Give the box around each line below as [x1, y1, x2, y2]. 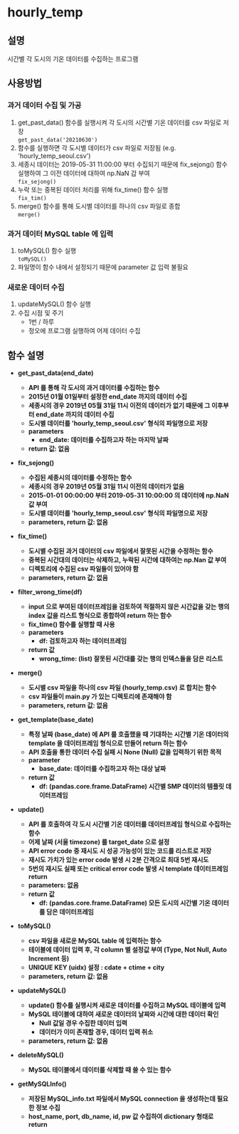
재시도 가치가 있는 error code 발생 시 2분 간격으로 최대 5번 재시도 [28, 856, 209, 864]
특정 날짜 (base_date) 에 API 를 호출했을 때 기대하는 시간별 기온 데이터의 [28, 730, 229, 739]
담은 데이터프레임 [46, 908, 94, 916]
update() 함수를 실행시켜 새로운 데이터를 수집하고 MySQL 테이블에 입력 [28, 1001, 226, 1009]
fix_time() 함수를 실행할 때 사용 [28, 620, 115, 629]
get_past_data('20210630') [17, 136, 98, 143]
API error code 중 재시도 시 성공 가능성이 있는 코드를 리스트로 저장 [28, 846, 212, 855]
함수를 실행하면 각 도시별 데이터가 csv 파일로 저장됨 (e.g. [17, 143, 176, 152]
